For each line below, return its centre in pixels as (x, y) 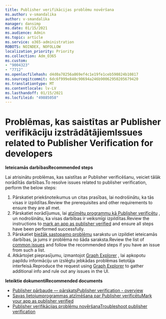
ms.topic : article (24, 38)
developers (29, 154)
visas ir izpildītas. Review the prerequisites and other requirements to (82, 203)
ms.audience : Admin (25, 33)
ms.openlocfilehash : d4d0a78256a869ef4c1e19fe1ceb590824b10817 (72, 75)
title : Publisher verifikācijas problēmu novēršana (59, 10)
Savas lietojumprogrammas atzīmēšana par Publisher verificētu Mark (82, 296)
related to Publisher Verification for (79, 143)
